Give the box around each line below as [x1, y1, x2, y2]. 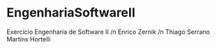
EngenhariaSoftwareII [6, 5, 135, 21]
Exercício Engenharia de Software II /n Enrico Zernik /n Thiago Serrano [6, 28, 210, 36]
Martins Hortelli [6, 35, 51, 43]
